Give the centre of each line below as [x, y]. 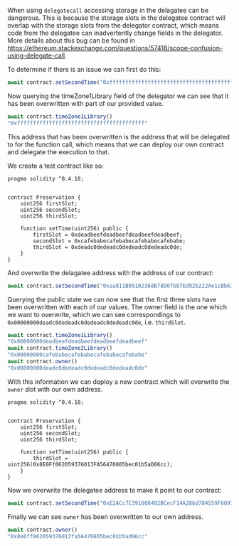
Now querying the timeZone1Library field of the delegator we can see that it [118, 96]
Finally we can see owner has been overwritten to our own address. [106, 516]
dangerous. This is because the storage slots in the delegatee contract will [117, 18]
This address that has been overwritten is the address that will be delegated [118, 136]
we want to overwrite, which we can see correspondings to [94, 314]
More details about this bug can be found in [71, 41]
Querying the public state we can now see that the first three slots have [112, 299]
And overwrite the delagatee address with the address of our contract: [111, 272]
